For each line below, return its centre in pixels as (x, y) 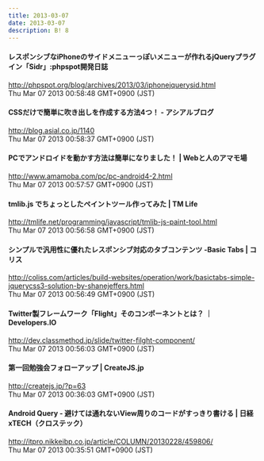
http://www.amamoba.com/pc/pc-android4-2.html (90, 176)
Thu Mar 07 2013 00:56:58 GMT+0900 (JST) (81, 230)
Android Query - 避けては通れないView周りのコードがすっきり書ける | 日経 (131, 413)
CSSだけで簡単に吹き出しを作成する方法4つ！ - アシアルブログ (111, 113)
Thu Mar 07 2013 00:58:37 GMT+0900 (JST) (81, 139)
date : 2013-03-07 (37, 23)
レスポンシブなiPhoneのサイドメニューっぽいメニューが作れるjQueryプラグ (132, 56)
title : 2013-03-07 (38, 15)
